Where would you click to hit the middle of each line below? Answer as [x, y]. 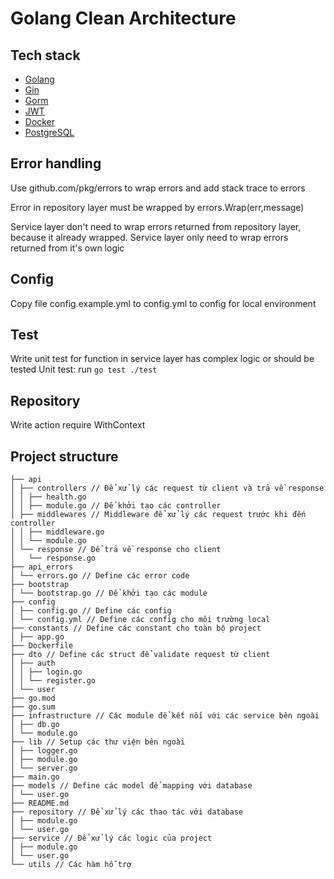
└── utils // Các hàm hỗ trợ [71, 865]
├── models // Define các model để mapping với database [131, 786]
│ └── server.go [44, 768]
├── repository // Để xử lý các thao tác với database [127, 812]
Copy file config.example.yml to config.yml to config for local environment [163, 303]
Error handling [56, 163]
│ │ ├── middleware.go [57, 532]
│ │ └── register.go [53, 681]
